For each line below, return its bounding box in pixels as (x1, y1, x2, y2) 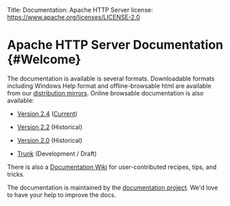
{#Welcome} (7, 51, 81, 67)
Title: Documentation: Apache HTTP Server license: (7, 6, 153, 14)
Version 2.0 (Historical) (16, 136, 82, 144)
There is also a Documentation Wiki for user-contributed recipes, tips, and (7, 163, 217, 171)
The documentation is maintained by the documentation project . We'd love (7, 183, 218, 192)
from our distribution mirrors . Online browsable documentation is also (7, 89, 204, 97)
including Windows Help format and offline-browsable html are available (7, 82, 211, 90)
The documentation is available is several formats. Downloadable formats (7, 74, 215, 82)
